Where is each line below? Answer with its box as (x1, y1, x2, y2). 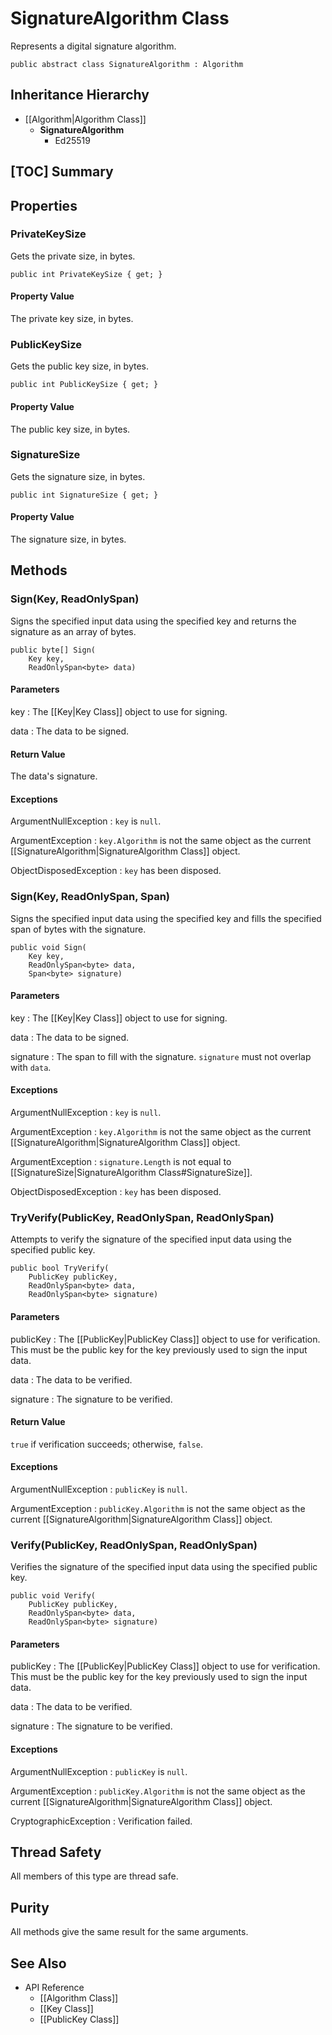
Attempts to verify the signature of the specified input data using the (10, 1233, 292, 1246)
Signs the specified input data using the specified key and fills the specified (10, 912, 322, 924)
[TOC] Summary (10, 163, 114, 181)
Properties (10, 197, 78, 214)
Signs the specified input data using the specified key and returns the (10, 615, 297, 627)
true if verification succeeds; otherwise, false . (10, 1438, 203, 1450)
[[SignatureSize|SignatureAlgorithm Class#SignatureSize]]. (10, 1167, 253, 1179)
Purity (10, 1899, 50, 1916)
